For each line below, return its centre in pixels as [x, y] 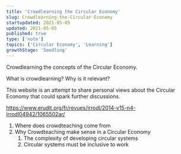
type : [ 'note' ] [25, 39]
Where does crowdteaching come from [63, 126]
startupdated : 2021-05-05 [38, 23]
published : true [26, 34]
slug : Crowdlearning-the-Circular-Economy [59, 17]
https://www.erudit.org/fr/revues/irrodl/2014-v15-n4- [71, 108]
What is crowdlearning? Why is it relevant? [58, 78]
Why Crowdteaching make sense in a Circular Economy [83, 131]
